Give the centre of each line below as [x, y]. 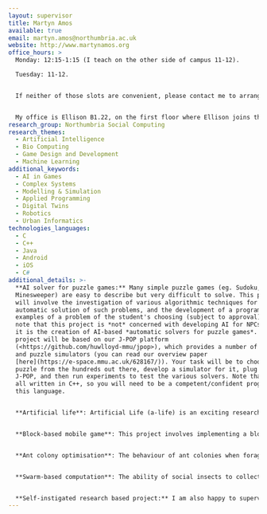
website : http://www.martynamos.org [69, 45]
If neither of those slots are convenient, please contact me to [126, 96]
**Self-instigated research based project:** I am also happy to [126, 498]
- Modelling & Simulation [58, 191]
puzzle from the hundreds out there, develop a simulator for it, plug [137, 369]
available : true [35, 30]
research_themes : [37, 132]
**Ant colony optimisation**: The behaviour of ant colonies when [128, 455]
